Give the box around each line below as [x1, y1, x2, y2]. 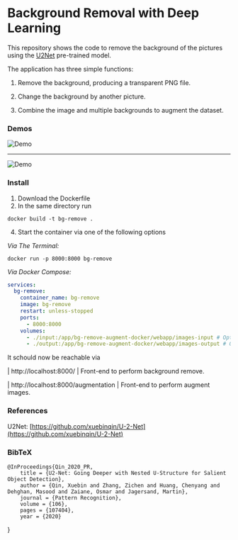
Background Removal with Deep [7, 5, 200, 21]
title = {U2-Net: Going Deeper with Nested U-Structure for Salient [20, 469, 227, 476]
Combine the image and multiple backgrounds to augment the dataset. [17, 106, 225, 114]
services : [7, 281, 37, 288]
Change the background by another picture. [17, 92, 147, 101]
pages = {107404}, [20, 507, 74, 514]
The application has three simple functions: [7, 64, 134, 73]
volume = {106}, [20, 500, 69, 507]
